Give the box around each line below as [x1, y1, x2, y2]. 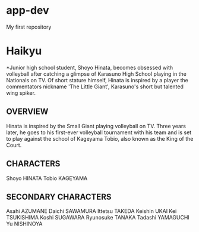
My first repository [6, 23, 52, 30]
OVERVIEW [6, 107, 49, 117]
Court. [6, 141, 22, 149]
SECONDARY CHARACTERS [6, 191, 112, 202]
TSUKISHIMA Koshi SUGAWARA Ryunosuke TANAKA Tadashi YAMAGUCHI [6, 214, 190, 221]
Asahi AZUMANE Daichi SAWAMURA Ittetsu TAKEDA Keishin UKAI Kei [6, 208, 177, 215]
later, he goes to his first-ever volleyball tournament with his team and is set [6, 129, 192, 136]
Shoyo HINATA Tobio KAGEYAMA [6, 174, 88, 182]
